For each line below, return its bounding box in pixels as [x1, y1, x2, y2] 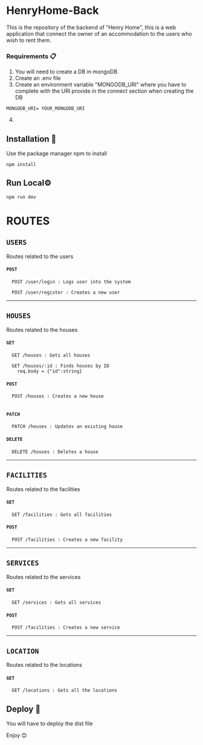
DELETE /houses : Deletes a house [11, 449, 98, 455]
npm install [6, 162, 36, 168]
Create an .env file [14, 74, 62, 82]
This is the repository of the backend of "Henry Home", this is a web [6, 24, 176, 31]
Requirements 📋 [6, 52, 57, 61]
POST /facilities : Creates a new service [11, 624, 120, 631]
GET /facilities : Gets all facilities [11, 511, 112, 518]
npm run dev [6, 194, 36, 200]
